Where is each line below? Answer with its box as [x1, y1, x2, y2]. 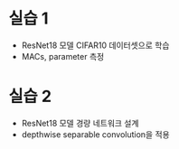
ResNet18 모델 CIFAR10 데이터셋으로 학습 [21, 40, 170, 51]
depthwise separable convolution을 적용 [21, 128, 170, 140]
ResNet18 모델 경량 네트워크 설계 [21, 117, 139, 128]
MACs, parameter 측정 [21, 51, 105, 61]
